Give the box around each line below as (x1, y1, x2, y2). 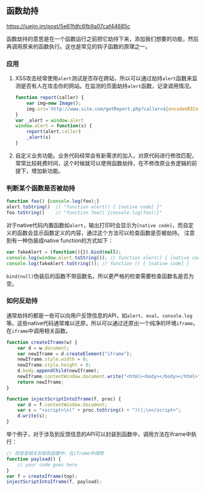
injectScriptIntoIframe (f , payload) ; (6, 479, 103, 485)
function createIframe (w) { (6, 339, 78, 345)
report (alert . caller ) (26, 129, 81, 135)
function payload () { (6, 455, 62, 462)
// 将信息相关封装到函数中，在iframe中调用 (6, 451, 104, 457)
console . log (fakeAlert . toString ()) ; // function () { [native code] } (6, 260, 190, 266)
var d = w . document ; (17, 345, 70, 351)
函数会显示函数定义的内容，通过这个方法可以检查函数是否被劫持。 (16, 229, 183, 236)
